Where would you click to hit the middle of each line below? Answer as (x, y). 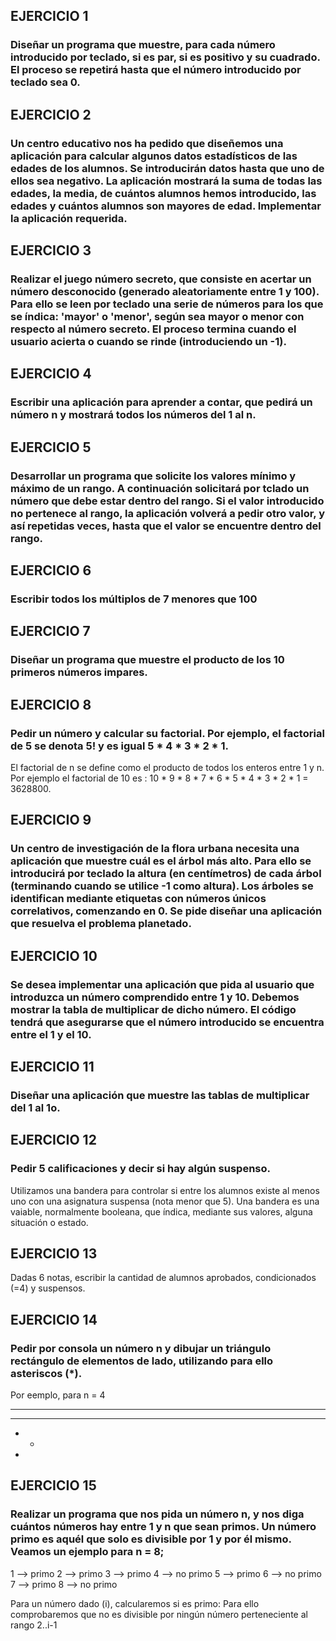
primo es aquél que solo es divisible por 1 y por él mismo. (151, 1539)
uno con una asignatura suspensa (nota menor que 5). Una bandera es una (165, 1201)
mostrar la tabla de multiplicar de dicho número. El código (153, 1009)
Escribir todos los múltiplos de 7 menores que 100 (134, 599)
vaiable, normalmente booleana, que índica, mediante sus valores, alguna (161, 1211)
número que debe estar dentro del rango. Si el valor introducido (167, 501)
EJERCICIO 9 (51, 820)
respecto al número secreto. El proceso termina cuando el (153, 329)
